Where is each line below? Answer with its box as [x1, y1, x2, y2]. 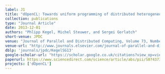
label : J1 [5, 7, 26, 12]
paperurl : [5, 57, 26, 62]
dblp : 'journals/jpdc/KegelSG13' [5, 48, 74, 53]
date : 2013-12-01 [5, 25, 41, 30]
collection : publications [5, 16, 58, 21]
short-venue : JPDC [5, 35, 43, 39]
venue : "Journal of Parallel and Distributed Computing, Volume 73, [5, 39, 148, 44]
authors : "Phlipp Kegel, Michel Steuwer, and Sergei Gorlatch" [5, 30, 137, 35]
